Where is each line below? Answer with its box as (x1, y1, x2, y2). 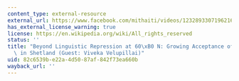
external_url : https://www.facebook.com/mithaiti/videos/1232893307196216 (7, 17, 234, 24)
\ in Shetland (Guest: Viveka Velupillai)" (14, 50, 144, 57)
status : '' (7, 37, 40, 44)
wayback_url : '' (7, 63, 55, 70)
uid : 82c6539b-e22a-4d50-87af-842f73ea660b (7, 56, 139, 63)
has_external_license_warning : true (7, 23, 116, 30)
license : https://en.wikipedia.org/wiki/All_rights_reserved (7, 30, 193, 37)
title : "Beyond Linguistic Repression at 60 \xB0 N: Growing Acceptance (7, 43, 224, 50)
